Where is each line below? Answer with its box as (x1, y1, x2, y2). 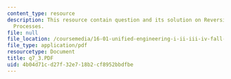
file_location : (7, 36, 51, 43)
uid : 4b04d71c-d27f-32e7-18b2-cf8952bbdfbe (7, 61, 134, 68)
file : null (7, 29, 38, 36)
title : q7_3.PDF (7, 55, 54, 62)
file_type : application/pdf (7, 42, 88, 49)
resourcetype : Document (7, 49, 76, 56)
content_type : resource (7, 10, 76, 17)
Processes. (13, 23, 45, 30)
